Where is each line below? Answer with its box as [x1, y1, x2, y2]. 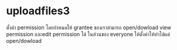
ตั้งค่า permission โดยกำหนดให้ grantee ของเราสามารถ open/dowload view [6, 24, 171, 31]
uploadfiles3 [6, 4, 70, 18]
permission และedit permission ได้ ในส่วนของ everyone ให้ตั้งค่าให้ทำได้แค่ [6, 30, 170, 37]
